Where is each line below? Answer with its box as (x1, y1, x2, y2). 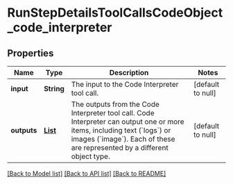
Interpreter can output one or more (71, 117, 185, 126)
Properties (7, 47, 54, 59)
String (44, 84, 64, 93)
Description (109, 68, 149, 77)
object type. (71, 151, 110, 161)
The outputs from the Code (71, 99, 159, 109)
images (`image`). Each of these (71, 134, 175, 144)
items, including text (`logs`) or (71, 126, 171, 135)
